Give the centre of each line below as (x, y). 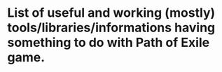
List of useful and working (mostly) (111, 13)
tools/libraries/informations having (111, 28)
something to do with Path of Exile (109, 43)
